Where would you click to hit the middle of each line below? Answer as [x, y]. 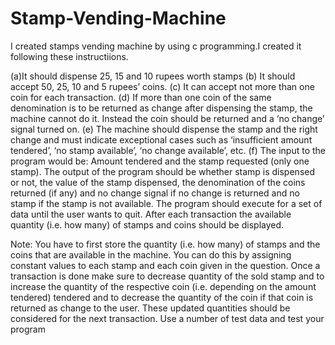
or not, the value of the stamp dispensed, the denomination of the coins [158, 182]
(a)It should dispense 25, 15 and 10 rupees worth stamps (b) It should [153, 76]
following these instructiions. [69, 56]
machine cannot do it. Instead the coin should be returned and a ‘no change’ [167, 118]
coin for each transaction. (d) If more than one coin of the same [141, 97]
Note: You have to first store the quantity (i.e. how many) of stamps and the [165, 244]
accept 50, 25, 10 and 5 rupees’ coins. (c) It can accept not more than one [162, 86]
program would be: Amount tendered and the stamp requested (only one [160, 161]
